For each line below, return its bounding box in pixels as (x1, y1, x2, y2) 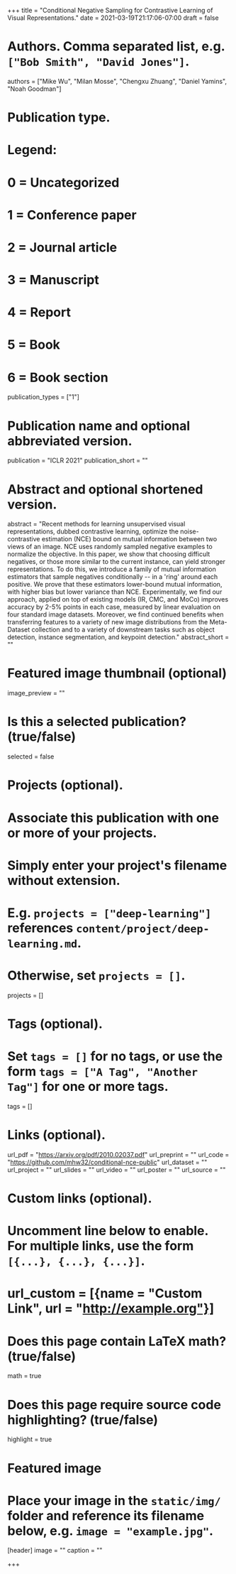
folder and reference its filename (7, 1507, 204, 1524)
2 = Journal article (7, 239, 118, 255)
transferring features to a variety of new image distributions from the (7, 618, 208, 626)
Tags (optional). (7, 1016, 103, 1032)
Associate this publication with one (7, 810, 220, 826)
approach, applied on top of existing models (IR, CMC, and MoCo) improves (7, 595, 229, 604)
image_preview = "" (7, 689, 65, 698)
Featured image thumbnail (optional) (7, 666, 227, 681)
